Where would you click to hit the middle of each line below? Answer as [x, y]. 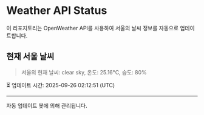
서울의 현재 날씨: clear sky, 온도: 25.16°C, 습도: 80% [84, 72]
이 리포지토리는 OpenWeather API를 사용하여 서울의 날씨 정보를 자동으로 [93, 28]
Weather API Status [57, 11]
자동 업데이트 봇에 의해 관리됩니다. [47, 105]
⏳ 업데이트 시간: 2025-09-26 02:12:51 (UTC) [61, 85]
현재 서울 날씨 [30, 57]
